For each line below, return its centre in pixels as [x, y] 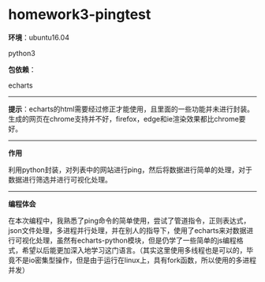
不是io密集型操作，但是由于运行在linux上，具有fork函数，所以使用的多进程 [136, 260]
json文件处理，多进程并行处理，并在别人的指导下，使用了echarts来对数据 [127, 230]
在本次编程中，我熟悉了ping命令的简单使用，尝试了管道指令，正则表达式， [129, 220]
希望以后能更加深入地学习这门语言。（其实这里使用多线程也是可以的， [134, 250]
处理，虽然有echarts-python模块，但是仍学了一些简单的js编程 [136, 240]
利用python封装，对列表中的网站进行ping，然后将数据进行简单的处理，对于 [130, 169]
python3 [22, 53]
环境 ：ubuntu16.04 [39, 37]
